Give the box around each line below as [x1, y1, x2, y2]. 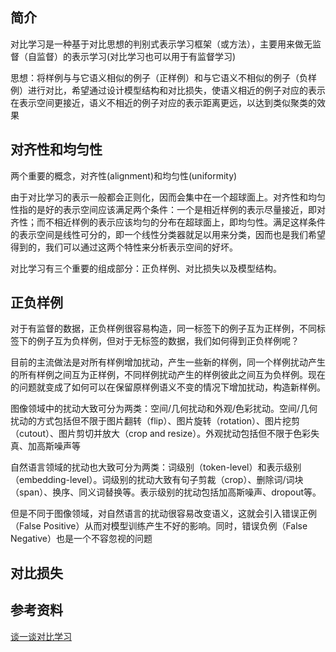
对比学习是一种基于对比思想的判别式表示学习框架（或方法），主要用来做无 [10, 38, 313, 50]
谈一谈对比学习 [10, 630, 72, 642]
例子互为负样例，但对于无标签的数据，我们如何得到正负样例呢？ [36, 335, 300, 347]
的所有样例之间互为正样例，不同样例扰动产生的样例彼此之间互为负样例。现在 [10, 369, 326, 381]
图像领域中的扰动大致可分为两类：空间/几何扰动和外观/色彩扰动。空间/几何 [10, 403, 318, 415]
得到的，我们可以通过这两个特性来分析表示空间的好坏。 [10, 241, 238, 253]
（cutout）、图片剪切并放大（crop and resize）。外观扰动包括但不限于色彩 [10, 428, 312, 440]
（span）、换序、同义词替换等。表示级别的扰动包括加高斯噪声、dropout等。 [10, 486, 322, 498]
